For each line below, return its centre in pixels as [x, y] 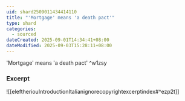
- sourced [24, 34]
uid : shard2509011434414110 [42, 12]
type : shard [21, 23]
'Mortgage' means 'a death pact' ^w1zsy [57, 63]
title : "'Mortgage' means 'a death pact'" [60, 18]
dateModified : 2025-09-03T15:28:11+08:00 [59, 46]
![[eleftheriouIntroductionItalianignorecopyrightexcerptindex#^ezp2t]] [93, 92]
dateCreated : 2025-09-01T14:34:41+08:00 [58, 40]
